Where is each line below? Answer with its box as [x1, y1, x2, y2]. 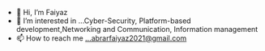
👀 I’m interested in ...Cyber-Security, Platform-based [15, 16, 192, 25]
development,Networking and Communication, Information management [15, 25, 259, 33]
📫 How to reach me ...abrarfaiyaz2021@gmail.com [15, 33, 187, 43]
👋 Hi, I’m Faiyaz [15, 8, 68, 17]
